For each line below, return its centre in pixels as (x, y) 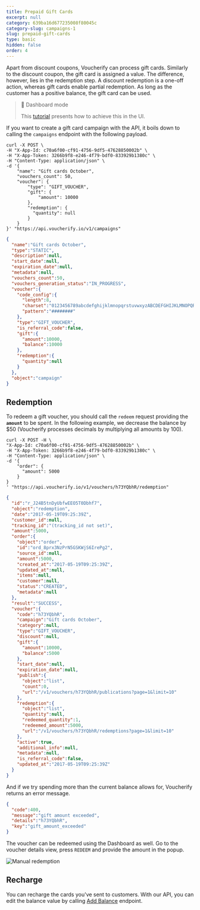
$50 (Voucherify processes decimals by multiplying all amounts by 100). (95, 429)
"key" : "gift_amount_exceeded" (49, 826)
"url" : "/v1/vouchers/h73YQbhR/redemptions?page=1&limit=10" (98, 731)
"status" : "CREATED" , (42, 587)
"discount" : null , (38, 637)
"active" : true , (36, 742)
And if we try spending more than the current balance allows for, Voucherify (99, 787)
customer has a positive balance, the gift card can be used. (79, 93)
